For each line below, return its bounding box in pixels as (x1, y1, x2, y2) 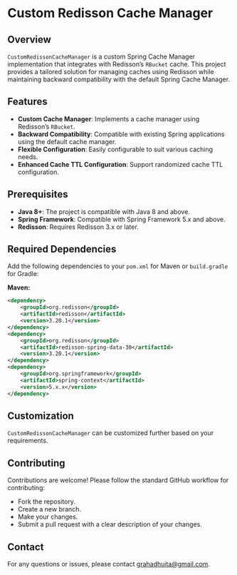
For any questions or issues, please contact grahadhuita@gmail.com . (7, 560, 210, 568)
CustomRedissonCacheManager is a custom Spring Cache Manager (7, 52, 196, 61)
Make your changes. (17, 512, 78, 521)
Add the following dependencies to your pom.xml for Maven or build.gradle (7, 262, 228, 270)
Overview (7, 34, 52, 46)
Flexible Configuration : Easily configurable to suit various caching (17, 145, 214, 153)
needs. (17, 152, 38, 161)
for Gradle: (7, 270, 39, 278)
